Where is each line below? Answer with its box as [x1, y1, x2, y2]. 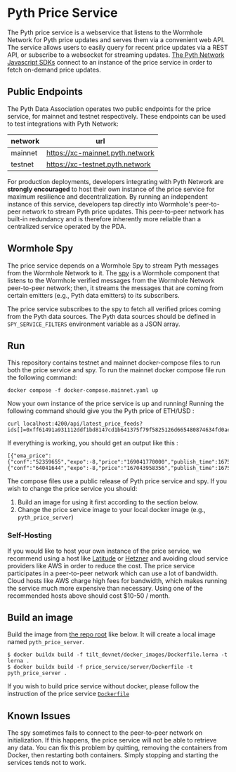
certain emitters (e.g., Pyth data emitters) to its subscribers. [7, 291, 181, 299]
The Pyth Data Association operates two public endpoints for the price [7, 104, 211, 113]
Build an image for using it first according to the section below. [17, 498, 199, 506]
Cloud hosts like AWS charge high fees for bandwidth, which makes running [7, 576, 228, 584]
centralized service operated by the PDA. [7, 222, 126, 230]
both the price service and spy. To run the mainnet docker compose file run [7, 366, 226, 374]
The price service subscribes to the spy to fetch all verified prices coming [7, 304, 221, 313]
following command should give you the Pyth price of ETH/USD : [7, 407, 195, 415]
